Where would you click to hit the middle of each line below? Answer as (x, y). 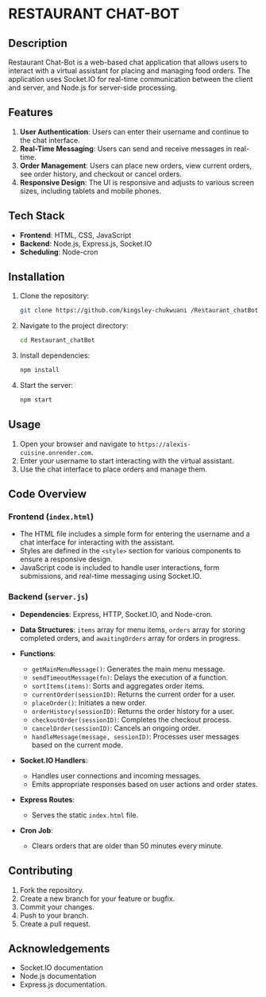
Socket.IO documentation (61, 968)
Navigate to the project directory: (74, 326)
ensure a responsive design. (66, 559)
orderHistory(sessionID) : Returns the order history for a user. (133, 711)
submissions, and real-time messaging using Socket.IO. (110, 576)
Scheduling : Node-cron (59, 252)
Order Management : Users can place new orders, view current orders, (136, 165)
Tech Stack (37, 216)
